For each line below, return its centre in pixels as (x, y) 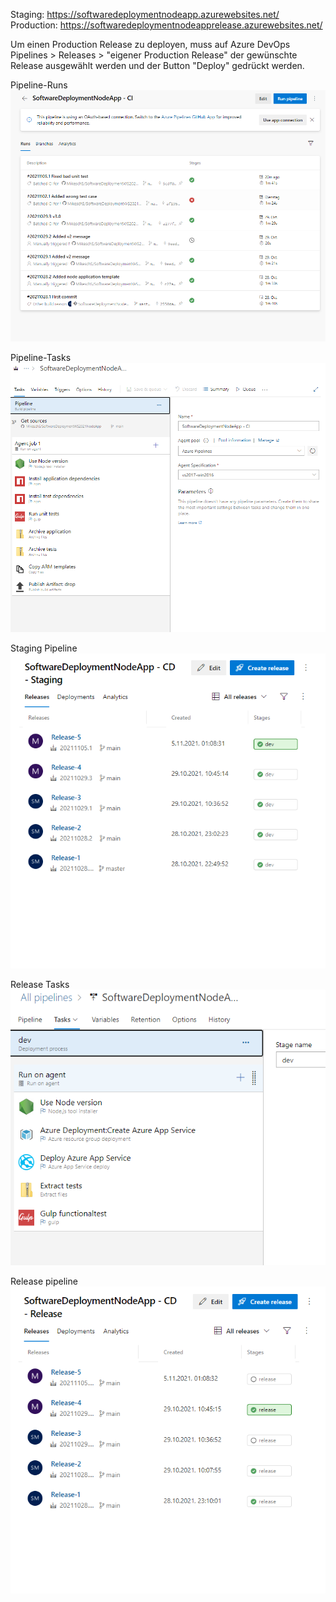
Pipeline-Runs (39, 85)
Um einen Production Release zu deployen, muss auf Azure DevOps (150, 44)
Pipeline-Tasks (41, 358)
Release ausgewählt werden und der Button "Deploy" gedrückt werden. (157, 65)
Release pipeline (44, 1281)
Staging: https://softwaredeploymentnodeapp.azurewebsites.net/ (145, 14)
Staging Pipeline (44, 648)
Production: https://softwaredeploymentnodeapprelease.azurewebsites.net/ (166, 25)
